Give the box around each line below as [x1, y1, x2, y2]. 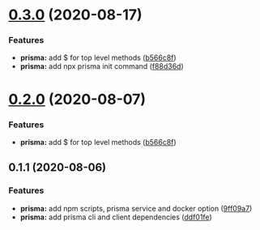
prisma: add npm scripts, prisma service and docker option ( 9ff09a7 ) [19, 203, 253, 213]
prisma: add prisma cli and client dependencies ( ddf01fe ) [19, 212, 212, 222]
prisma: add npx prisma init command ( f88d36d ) [19, 62, 184, 71]
